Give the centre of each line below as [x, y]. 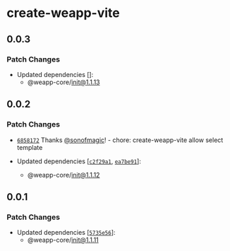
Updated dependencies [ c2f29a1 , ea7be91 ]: [79, 161]
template [30, 147]
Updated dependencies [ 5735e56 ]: [66, 233]
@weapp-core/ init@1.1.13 [63, 82]
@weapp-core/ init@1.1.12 [63, 175]
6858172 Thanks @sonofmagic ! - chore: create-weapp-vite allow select [120, 140]
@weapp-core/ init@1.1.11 [63, 240]
